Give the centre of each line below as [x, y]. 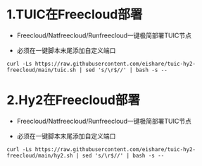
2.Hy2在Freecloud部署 [73, 100]
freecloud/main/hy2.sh [40, 155]
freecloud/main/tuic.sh [42, 70]
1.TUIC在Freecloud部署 [75, 14]
